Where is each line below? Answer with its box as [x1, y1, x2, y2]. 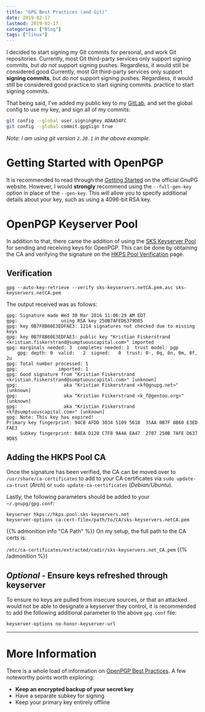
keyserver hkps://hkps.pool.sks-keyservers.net [6, 512, 130, 518]
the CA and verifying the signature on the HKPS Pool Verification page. [6, 250, 185, 258]
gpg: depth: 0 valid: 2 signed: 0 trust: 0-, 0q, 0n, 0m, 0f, [17, 350, 198, 356]
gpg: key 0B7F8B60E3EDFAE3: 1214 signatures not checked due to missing [6, 323, 195, 329]
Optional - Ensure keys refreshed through [6, 570, 168, 580]
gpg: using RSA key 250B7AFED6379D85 [6, 318, 143, 324]
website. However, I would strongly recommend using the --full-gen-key [6, 182, 192, 190]
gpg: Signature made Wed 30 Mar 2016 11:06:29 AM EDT [6, 312, 146, 318]
